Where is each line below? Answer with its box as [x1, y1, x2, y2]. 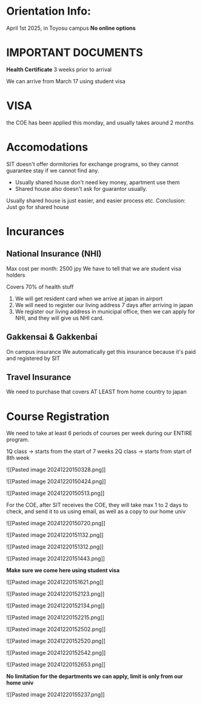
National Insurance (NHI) [6, 249, 102, 259]
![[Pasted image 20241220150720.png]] [6, 520, 106, 527]
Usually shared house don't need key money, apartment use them [15, 178, 180, 186]
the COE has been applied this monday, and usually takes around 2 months [6, 119, 194, 126]
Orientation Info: [6, 4, 91, 18]
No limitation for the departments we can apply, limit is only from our [6, 673, 183, 680]
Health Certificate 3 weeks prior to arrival [6, 66, 112, 73]
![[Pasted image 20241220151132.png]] [6, 531, 104, 539]
